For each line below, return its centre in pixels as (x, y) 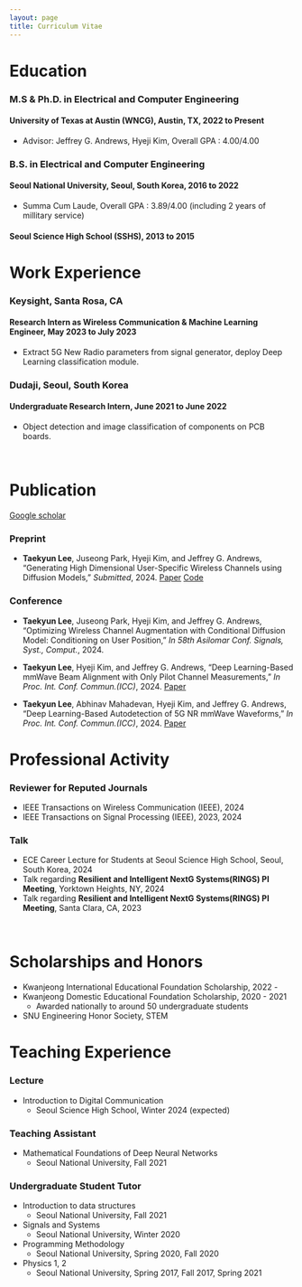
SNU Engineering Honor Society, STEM (95, 1016)
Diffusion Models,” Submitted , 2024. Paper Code (113, 578)
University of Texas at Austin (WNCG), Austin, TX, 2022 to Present (137, 121)
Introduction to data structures (79, 1206)
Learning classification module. (81, 362)
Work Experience (75, 272)
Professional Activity (89, 759)
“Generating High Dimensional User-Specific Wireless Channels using (152, 568)
